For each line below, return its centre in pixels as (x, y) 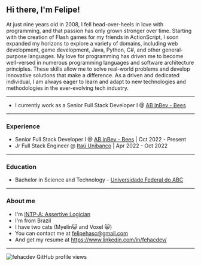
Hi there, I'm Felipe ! (43, 10)
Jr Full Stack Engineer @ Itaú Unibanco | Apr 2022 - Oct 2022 (91, 146)
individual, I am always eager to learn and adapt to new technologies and (96, 81)
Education (22, 167)
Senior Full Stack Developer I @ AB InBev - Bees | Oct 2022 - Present (100, 140)
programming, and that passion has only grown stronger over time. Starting (99, 31)
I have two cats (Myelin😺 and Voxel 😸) (63, 226)
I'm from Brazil (33, 220)
